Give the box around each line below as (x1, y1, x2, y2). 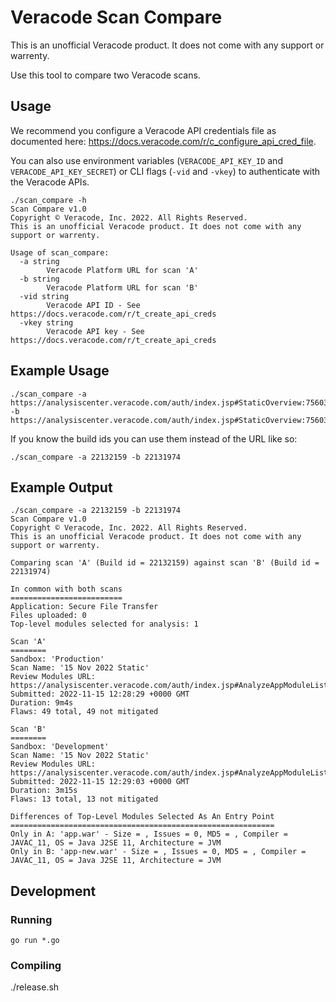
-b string (19, 274, 60, 284)
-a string (19, 256, 60, 266)
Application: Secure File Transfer (10, 602, 159, 612)
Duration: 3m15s (10, 786, 78, 796)
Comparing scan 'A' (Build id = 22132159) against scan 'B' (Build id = (10, 558, 320, 568)
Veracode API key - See (46, 326, 145, 336)
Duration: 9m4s (10, 698, 74, 708)
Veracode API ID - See (46, 300, 141, 310)
